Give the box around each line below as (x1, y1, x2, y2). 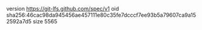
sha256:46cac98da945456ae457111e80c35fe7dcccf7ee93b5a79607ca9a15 (6, 11, 197, 19)
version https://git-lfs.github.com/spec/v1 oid (6, 5, 120, 12)
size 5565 (32, 18, 58, 25)
